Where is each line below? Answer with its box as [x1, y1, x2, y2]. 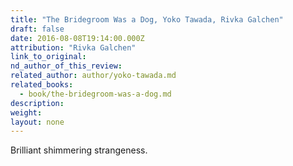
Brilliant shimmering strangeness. [10, 144, 148, 156]
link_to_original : [10, 52, 87, 62]
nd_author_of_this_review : [10, 61, 123, 71]
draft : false [10, 24, 65, 34]
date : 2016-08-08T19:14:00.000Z [10, 33, 145, 43]
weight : [10, 107, 43, 118]
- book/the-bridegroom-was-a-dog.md [19, 89, 172, 99]
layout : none [10, 117, 65, 127]
